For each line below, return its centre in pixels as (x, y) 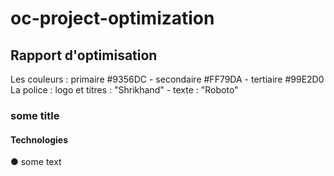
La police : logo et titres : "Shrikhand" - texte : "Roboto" (124, 90)
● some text (36, 162)
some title (35, 115)
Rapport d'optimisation (84, 55)
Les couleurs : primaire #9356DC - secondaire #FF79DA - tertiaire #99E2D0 (167, 79)
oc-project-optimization (112, 18)
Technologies (39, 139)
